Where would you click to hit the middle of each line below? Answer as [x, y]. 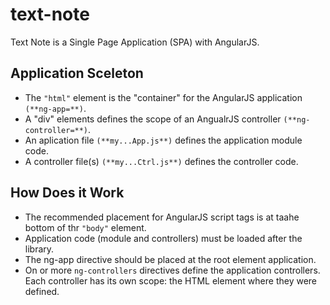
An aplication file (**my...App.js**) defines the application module [163, 140]
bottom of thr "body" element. [85, 227]
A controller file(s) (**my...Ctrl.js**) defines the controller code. [161, 161]
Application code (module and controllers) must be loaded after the [163, 238]
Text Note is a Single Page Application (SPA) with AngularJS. [135, 42]
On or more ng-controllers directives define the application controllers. [172, 270]
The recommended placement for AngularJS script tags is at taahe [162, 217]
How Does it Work [67, 193]
